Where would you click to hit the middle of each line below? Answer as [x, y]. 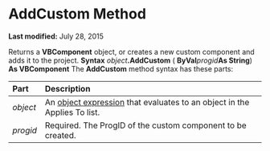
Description [67, 88]
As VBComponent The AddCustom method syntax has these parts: [121, 68]
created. [60, 135]
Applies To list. [72, 112]
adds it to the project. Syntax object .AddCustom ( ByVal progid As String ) [131, 60]
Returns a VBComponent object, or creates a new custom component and [131, 51]
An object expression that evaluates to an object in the [147, 102]
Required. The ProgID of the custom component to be [145, 125]
